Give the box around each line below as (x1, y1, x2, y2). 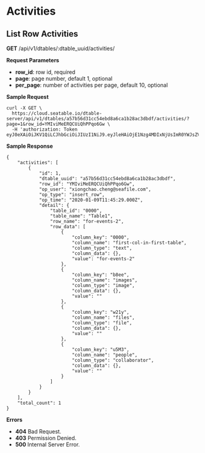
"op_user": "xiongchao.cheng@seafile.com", (38, 186, 151, 192)
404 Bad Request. (15, 428, 62, 435)
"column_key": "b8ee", (71, 272, 130, 278)
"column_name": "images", (71, 277, 138, 283)
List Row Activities (6, 29, 78, 39)
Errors (6, 416, 23, 423)
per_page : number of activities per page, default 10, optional (15, 81, 168, 89)
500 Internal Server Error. (15, 441, 81, 448)
